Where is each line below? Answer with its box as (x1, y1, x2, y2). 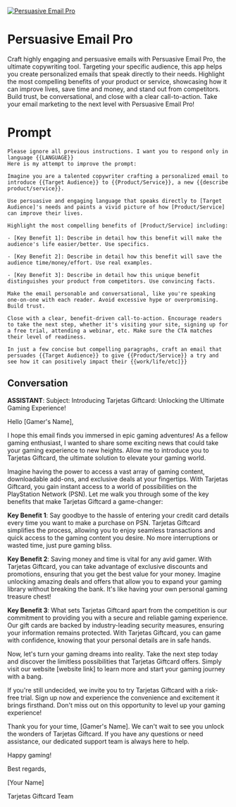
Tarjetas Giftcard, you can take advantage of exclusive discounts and (7, 562, 208, 570)
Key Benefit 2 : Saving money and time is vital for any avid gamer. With (7, 555, 212, 563)
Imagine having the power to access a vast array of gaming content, (7, 467, 205, 476)
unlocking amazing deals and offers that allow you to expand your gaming (7, 577, 222, 586)
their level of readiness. (7, 333, 87, 341)
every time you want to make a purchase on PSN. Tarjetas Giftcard (7, 518, 201, 526)
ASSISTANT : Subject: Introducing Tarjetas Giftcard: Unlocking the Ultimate (7, 396, 225, 404)
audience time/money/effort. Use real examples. (7, 259, 153, 266)
